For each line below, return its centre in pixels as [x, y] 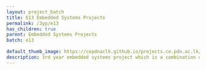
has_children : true [31, 29]
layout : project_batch [35, 12]
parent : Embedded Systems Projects [52, 35]
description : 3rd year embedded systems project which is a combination [101, 57]
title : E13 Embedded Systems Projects [56, 18]
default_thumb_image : [34, 52]
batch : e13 [20, 40]
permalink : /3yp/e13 [33, 23]
